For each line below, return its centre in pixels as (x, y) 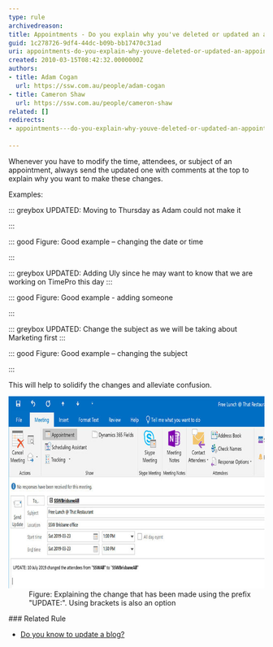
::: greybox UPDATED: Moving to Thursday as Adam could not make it (125, 210)
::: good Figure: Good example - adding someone (91, 297)
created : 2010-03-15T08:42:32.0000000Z (76, 60)
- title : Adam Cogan (43, 77)
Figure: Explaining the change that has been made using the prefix (140, 594)
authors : (23, 69)
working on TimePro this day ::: (61, 281)
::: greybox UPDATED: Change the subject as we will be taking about (123, 328)
